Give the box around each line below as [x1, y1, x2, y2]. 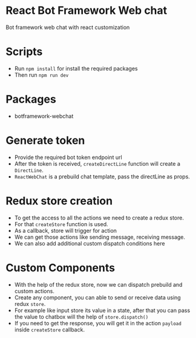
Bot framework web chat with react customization [5, 24, 130, 31]
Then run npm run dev [14, 71, 69, 79]
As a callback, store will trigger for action [14, 227, 117, 234]
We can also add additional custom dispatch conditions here [14, 239, 165, 247]
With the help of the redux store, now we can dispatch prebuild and [14, 281, 183, 288]
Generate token [5, 134, 85, 147]
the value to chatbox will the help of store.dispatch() [14, 313, 149, 320]
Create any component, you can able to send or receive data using [14, 294, 181, 301]
